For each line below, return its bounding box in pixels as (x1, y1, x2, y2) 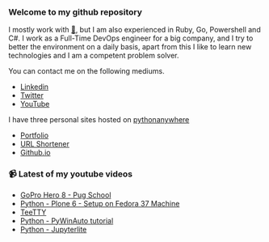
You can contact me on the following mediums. (8, 66, 165, 76)
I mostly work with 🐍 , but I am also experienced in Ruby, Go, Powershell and (8, 25, 261, 35)
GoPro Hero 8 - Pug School (19, 189, 111, 200)
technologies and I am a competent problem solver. (8, 51, 179, 61)
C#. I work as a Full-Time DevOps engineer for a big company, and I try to (8, 33, 254, 43)
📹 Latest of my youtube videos (8, 168, 133, 180)
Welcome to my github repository (8, 6, 143, 18)
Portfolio (19, 130, 49, 140)
